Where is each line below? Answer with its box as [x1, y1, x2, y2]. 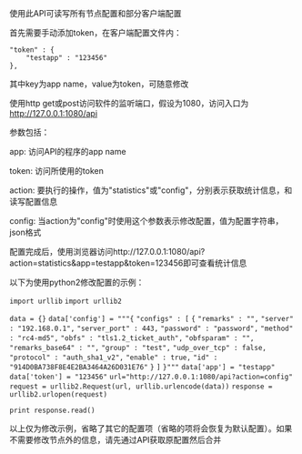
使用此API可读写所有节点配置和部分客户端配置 [9, 8, 182, 18]
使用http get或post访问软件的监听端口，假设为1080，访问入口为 [9, 98, 249, 108]
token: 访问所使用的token [9, 166, 105, 176]
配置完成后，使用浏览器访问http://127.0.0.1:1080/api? [9, 247, 206, 257]
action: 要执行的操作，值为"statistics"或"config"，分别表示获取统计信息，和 [9, 185, 293, 196]
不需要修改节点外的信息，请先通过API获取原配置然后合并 [9, 435, 222, 445]
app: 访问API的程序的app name [9, 146, 126, 156]
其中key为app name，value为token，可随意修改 [9, 78, 189, 89]
